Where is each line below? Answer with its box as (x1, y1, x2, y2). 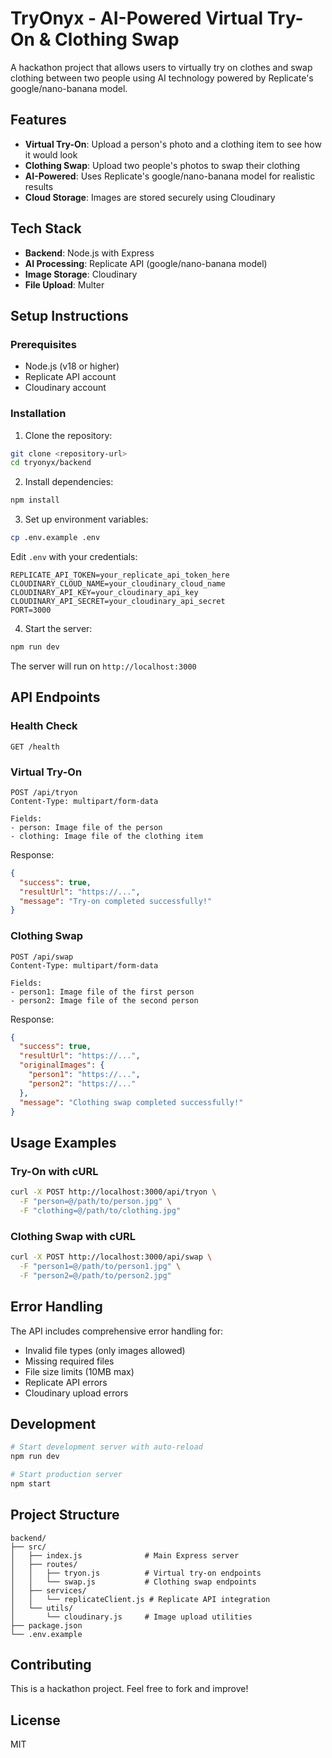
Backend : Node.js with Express (24, 247, 155, 259)
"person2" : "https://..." (28, 1078, 137, 1089)
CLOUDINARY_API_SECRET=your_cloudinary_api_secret (10, 597, 226, 607)
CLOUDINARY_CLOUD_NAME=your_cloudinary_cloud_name (10, 579, 226, 589)
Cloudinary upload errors (24, 1387, 129, 1399)
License (10, 1712, 61, 1729)
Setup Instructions (10, 307, 129, 324)
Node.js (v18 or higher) (24, 360, 120, 372)
